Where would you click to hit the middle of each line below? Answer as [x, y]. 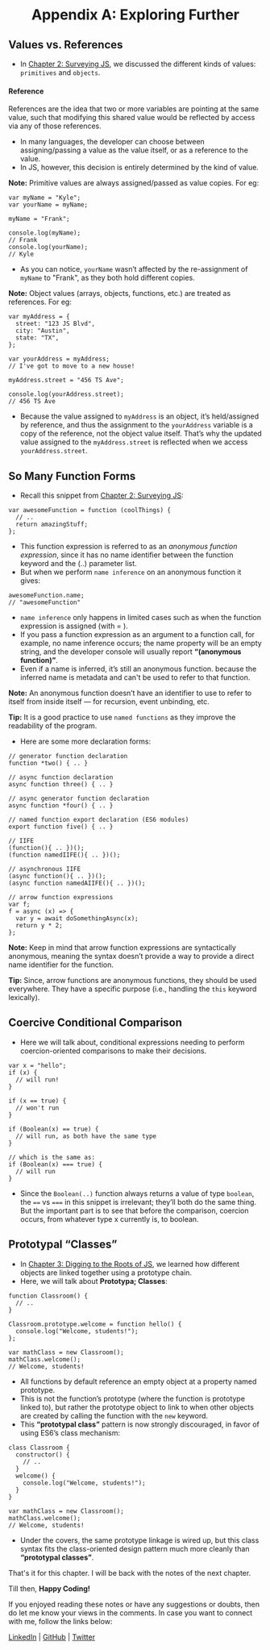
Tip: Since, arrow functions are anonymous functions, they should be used [133, 981]
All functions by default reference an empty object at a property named [138, 1381]
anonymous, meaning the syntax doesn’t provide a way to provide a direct [131, 956]
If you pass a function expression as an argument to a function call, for [137, 635]
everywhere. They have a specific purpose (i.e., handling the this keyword [133, 989]
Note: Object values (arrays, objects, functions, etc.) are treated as [120, 294]
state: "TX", [37, 338]
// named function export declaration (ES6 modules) [99, 820]
